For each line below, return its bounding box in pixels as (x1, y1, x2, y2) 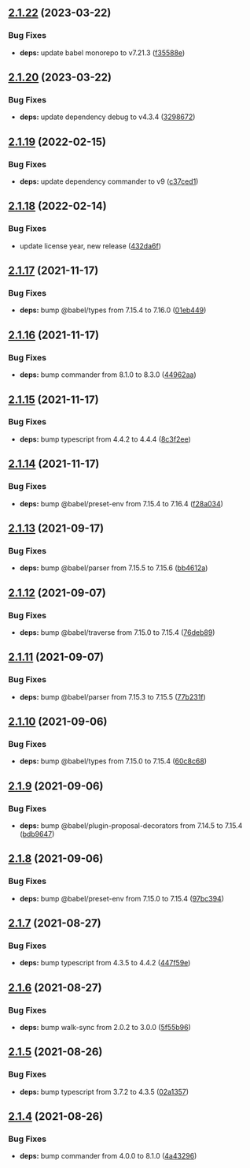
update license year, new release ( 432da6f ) (19, 241, 162, 251)
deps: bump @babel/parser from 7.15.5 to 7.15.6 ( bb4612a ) (19, 563, 208, 573)
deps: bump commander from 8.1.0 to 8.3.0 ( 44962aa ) (19, 370, 197, 379)
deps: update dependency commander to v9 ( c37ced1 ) (19, 177, 199, 186)
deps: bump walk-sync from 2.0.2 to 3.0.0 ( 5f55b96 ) (19, 1023, 191, 1032)
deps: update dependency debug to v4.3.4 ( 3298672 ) (19, 112, 196, 121)
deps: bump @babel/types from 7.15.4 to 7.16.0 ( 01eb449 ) (19, 305, 207, 315)
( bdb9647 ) (19, 829, 55, 838)
